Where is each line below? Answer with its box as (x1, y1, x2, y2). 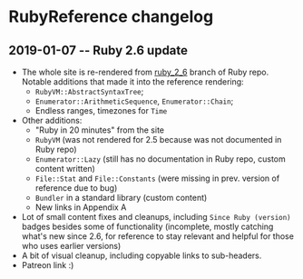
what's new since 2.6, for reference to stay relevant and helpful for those (21, 231, 294, 242)
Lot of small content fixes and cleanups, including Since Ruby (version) (21, 212, 291, 222)
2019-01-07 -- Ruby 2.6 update (8, 43, 188, 58)
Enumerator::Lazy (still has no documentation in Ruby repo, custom (34, 154, 287, 164)
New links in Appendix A (34, 202, 127, 213)
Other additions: (21, 115, 83, 125)
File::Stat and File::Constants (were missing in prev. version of (34, 173, 280, 184)
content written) (34, 164, 96, 174)
